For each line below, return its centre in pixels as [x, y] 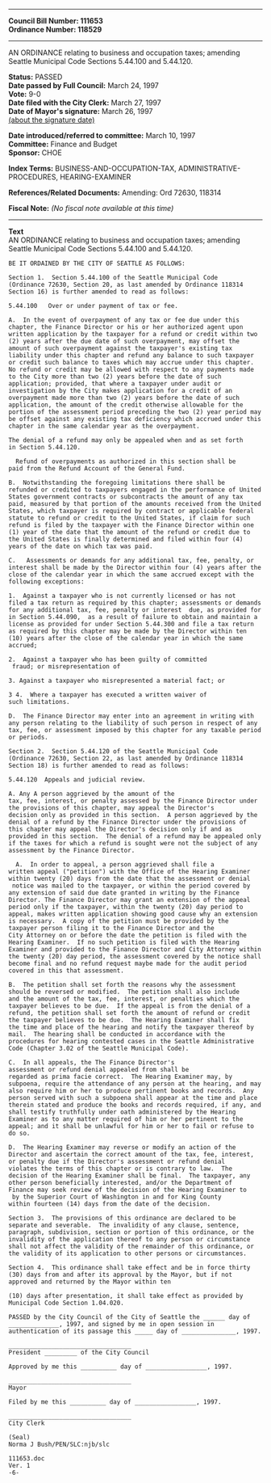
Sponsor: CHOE [35, 153]
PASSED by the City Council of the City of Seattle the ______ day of [129, 1317]
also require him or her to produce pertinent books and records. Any [131, 1091]
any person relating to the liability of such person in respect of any [133, 723]
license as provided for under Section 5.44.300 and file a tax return [131, 624]
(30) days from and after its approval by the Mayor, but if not [120, 1274]
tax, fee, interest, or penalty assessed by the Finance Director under [133, 801]
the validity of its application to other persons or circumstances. [128, 1253]
